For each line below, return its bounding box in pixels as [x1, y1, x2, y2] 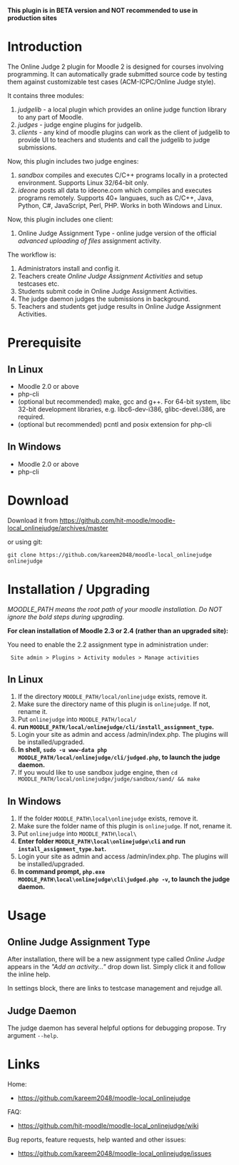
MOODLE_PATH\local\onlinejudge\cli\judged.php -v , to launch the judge [17, 875, 230, 883]
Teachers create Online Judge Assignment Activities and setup [17, 272, 203, 280]
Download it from [7, 516, 59, 525]
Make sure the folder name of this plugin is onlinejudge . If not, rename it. [17, 822, 233, 831]
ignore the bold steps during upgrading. [7, 613, 125, 621]
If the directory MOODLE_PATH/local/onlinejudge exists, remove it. [17, 693, 208, 701]
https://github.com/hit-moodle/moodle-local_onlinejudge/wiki [17, 1121, 199, 1130]
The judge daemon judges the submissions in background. [17, 294, 190, 303]
